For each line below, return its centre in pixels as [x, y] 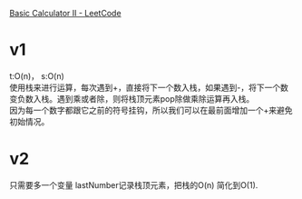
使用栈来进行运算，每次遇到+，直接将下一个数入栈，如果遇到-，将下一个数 [149, 87]
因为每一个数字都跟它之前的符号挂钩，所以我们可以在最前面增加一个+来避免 [151, 110]
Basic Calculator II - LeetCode [65, 13]
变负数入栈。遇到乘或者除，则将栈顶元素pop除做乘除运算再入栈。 [132, 98]
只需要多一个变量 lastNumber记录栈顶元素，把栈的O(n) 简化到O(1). [134, 184]
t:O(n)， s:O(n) [37, 75]
